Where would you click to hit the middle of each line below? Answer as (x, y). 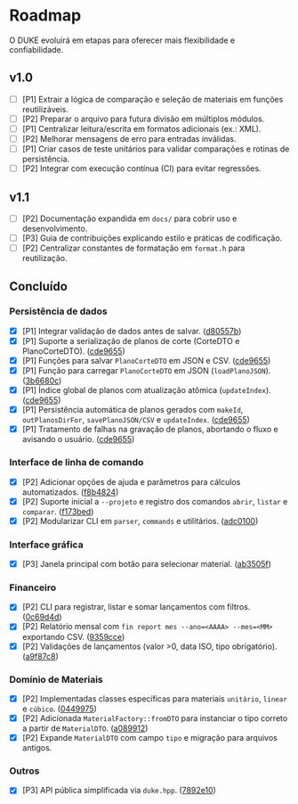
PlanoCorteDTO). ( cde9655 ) (74, 351)
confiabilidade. (36, 49)
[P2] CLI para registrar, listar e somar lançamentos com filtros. (136, 607)
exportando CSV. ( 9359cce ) (73, 636)
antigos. (37, 748)
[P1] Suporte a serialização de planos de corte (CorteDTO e (131, 340)
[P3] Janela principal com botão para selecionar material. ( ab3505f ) (146, 564)
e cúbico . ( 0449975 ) (60, 709)
